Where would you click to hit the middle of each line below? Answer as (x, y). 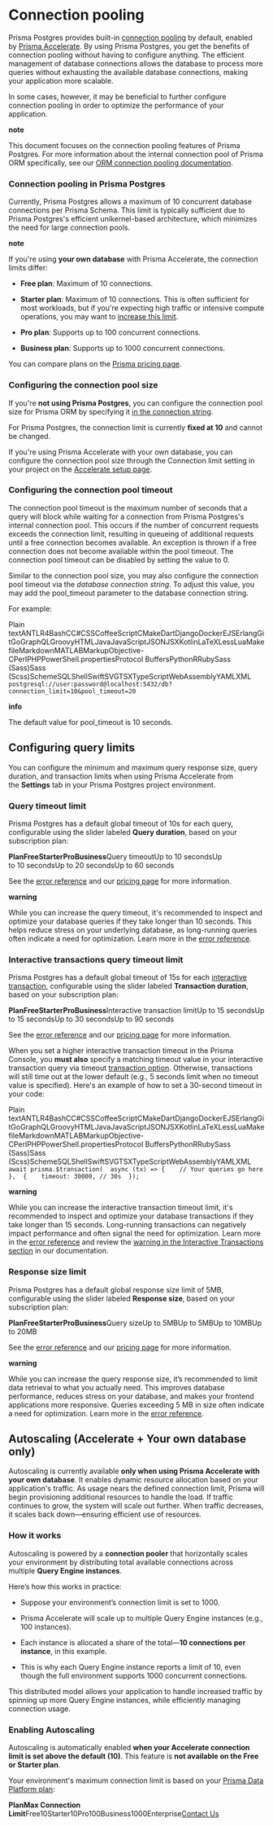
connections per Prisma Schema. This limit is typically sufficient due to (127, 210)
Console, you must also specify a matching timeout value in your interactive (136, 1060)
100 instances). (45, 1626)
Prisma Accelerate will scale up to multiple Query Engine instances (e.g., (141, 1618)
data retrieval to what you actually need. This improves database (117, 1387)
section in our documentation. (58, 1251)
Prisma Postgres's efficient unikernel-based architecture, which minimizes (133, 219)
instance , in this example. (63, 1651)
